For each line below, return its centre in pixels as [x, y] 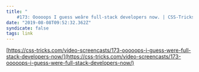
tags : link [20, 34]
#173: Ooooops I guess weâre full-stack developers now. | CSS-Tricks [106, 17]
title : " [17, 12]
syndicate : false [28, 28]
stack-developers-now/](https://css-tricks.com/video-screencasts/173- [94, 57]
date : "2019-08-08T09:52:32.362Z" [49, 22]
